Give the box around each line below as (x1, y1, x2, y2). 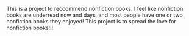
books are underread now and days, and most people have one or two (6, 11, 183, 19)
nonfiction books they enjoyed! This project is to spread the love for (6, 18, 177, 25)
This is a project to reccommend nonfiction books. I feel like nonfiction (6, 5, 184, 12)
